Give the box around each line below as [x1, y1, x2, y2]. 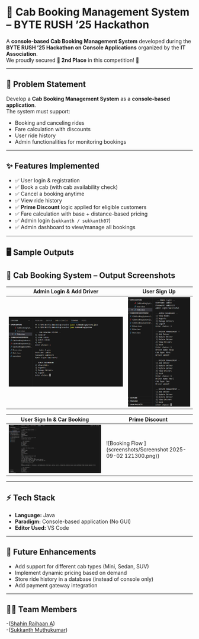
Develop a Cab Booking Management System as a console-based [6, 95, 171, 102]
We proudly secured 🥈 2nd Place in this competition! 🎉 [6, 56, 139, 64]
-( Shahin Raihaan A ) [6, 620, 55, 627]
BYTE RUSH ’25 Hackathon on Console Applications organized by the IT [6, 44, 186, 51]
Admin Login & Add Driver [33, 288, 99, 295]
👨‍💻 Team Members [6, 604, 78, 614]
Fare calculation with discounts [14, 125, 91, 132]
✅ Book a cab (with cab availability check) [14, 184, 118, 191]
